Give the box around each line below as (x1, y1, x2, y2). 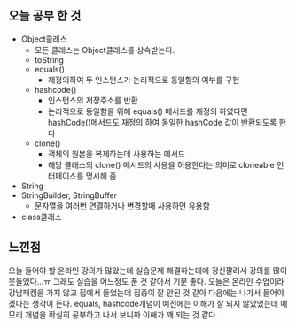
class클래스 (20, 211, 63, 222)
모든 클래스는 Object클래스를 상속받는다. (34, 44, 175, 55)
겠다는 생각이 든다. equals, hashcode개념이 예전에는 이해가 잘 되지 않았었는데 (8, 298, 278, 309)
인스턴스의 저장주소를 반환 (47, 95, 138, 105)
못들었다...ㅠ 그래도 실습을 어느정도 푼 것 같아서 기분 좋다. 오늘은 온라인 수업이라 (8, 276, 284, 286)
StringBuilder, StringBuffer (20, 189, 117, 201)
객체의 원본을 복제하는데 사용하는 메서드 (47, 149, 185, 159)
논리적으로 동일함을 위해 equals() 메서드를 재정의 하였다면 (47, 105, 249, 117)
